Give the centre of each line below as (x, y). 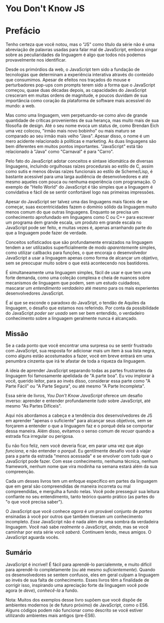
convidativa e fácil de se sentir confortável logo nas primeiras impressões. (80, 192)
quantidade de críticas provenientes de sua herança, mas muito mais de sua (82, 121)
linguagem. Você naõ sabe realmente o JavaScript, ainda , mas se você (77, 527)
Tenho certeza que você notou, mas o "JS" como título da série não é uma (80, 44)
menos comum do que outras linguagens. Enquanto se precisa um (72, 212)
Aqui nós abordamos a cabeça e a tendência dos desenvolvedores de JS (79, 415)
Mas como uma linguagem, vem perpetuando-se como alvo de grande (77, 115)
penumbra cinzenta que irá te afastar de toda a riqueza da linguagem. (76, 361)
